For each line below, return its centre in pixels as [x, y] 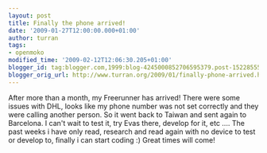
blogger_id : [28, 68]
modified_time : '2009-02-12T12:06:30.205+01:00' [90, 61]
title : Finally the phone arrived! [67, 23]
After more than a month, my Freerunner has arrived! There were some [124, 97]
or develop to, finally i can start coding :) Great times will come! [112, 139]
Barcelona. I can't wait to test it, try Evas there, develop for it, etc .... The [126, 123]
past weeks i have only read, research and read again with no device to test [132, 131]
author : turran [33, 38]
